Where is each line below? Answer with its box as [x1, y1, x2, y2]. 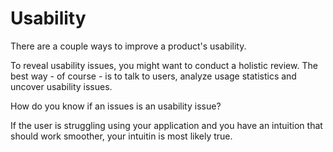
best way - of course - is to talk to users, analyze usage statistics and [10, 70, 297, 82]
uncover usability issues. [10, 80, 113, 92]
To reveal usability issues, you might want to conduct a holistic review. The [10, 59, 318, 71]
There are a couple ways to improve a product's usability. [10, 40, 247, 52]
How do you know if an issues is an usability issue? [10, 100, 222, 112]
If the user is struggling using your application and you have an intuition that [10, 119, 323, 131]
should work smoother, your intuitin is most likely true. [10, 130, 233, 142]
